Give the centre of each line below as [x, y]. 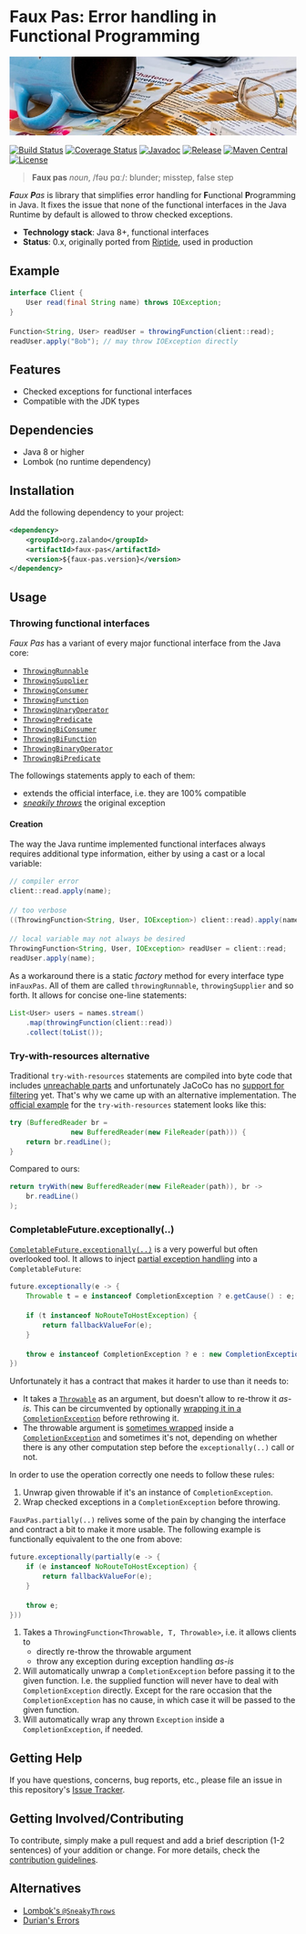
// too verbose [38, 910]
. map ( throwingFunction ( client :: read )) [99, 1023]
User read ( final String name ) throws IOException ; [124, 303]
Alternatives [46, 1889]
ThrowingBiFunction [60, 739]
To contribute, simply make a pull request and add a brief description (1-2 [147, 1841]
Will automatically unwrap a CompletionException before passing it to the [159, 1671]
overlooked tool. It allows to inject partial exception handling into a [133, 1259]
